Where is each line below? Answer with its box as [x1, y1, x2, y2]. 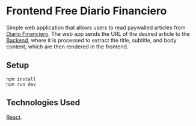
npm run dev [6, 81, 36, 87]
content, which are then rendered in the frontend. [6, 43, 129, 50]
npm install [6, 76, 36, 82]
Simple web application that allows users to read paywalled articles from [6, 24, 186, 31]
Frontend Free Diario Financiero [6, 4, 167, 18]
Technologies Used [6, 97, 80, 108]
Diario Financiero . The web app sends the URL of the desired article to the [6, 30, 190, 37]
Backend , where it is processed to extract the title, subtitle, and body [6, 36, 177, 44]
